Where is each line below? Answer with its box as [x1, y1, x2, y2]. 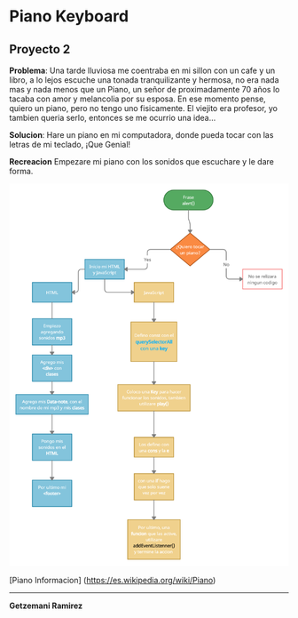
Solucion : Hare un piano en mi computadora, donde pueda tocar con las [9, 130, 274, 140]
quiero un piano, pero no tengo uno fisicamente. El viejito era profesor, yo [9, 103, 278, 113]
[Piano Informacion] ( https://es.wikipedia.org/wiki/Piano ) [9, 575, 216, 586]
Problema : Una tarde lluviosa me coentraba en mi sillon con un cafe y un [9, 65, 276, 76]
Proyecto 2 [9, 42, 71, 57]
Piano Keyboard [9, 6, 129, 27]
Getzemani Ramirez [9, 600, 83, 611]
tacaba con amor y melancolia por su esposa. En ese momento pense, [9, 93, 266, 104]
